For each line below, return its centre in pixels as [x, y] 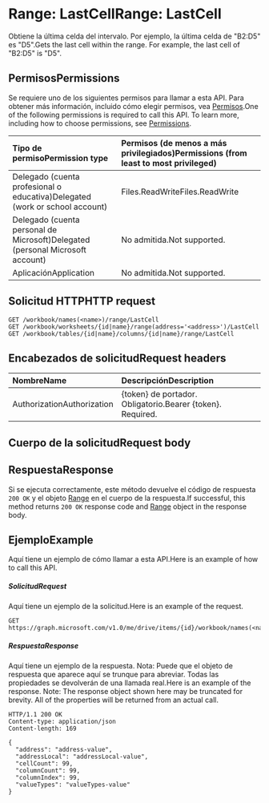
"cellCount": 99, [44, 764]
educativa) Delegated [52, 196]
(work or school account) [60, 207]
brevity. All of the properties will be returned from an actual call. [113, 700]
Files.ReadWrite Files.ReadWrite [180, 192]
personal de [35, 229]
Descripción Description [168, 381]
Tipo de [27, 147]
